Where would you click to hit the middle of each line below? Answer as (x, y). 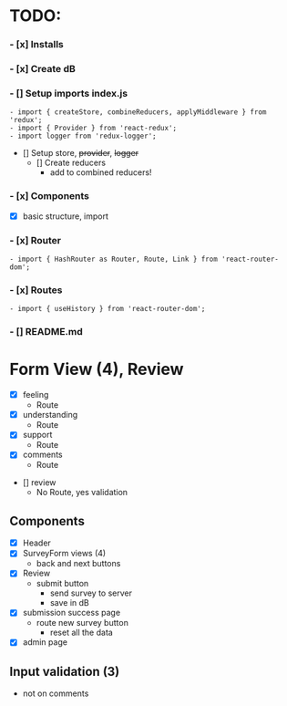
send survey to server (91, 593)
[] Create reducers (71, 163)
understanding (50, 415)
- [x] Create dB (42, 69)
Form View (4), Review (97, 369)
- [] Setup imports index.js (69, 93)
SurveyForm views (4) (64, 554)
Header (37, 543)
